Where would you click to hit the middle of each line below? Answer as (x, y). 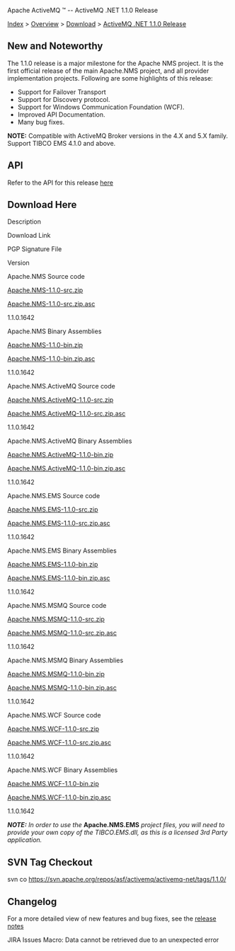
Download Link (29, 236)
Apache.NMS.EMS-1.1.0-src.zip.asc (59, 524)
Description (24, 221)
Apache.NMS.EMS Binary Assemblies (62, 551)
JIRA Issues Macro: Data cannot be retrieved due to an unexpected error (113, 940)
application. (25, 840)
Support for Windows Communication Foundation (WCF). (101, 107)
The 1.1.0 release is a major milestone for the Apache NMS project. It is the (116, 63)
